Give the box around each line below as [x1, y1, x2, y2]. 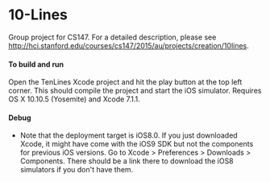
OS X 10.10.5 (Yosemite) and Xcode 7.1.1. [8, 94, 141, 104]
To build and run [8, 59, 64, 69]
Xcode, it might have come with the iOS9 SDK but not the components [19, 139, 254, 149]
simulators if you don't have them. [19, 165, 134, 175]
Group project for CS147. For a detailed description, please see [8, 32, 217, 42]
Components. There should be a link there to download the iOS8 [19, 156, 234, 166]
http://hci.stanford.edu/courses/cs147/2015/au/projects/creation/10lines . [8, 40, 250, 50]
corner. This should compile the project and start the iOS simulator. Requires [8, 86, 262, 96]
